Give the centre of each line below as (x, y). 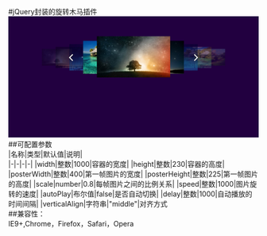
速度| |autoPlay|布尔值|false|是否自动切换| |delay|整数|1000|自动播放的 (137, 194)
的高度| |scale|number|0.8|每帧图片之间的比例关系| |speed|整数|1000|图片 (129, 184)
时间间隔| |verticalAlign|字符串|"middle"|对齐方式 (88, 204)
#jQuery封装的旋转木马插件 (53, 12)
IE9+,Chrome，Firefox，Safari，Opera (71, 224)
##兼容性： (27, 214)
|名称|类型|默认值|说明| (46, 154)
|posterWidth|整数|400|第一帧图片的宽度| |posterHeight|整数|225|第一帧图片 (133, 174)
